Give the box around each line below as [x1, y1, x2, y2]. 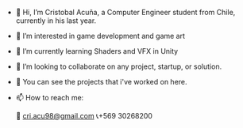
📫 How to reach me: [15, 93, 84, 102]
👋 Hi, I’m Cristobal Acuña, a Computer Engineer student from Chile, [15, 8, 236, 17]
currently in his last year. [15, 16, 97, 25]
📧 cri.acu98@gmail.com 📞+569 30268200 [15, 111, 153, 120]
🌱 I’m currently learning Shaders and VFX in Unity [15, 47, 179, 55]
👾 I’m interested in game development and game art [15, 32, 185, 40]
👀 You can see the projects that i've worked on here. [15, 77, 188, 86]
